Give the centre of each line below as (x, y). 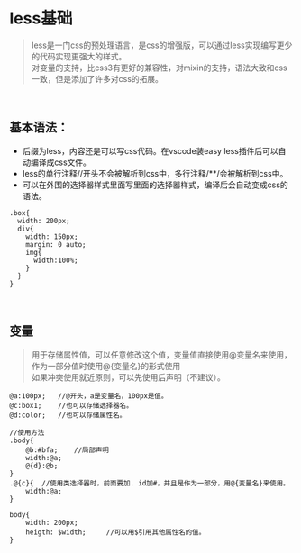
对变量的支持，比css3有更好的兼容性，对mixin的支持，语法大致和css (159, 68)
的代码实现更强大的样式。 (79, 56)
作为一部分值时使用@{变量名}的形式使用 (106, 366)
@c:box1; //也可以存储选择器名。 (71, 405)
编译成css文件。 (61, 162)
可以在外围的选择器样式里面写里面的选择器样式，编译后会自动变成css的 (155, 185)
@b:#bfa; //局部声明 (68, 450)
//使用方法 (27, 432)
